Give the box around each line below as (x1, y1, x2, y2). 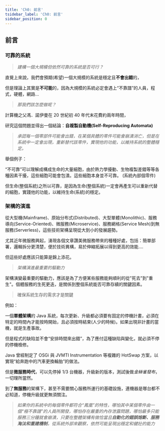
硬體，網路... (13, 91, 39, 97)
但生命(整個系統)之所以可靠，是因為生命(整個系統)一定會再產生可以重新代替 (5, 183, 158, 189)
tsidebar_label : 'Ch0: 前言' (5, 12, 63, 17)
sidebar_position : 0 (5, 16, 48, 21)
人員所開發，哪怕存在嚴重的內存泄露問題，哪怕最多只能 (47, 408, 160, 414)
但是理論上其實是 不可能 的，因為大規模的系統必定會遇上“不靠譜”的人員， (5, 85, 151, 91)
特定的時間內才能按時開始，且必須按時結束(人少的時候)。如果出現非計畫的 (5, 319, 155, 325)
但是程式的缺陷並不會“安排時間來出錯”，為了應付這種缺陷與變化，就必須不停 (5, 336, 160, 342)
